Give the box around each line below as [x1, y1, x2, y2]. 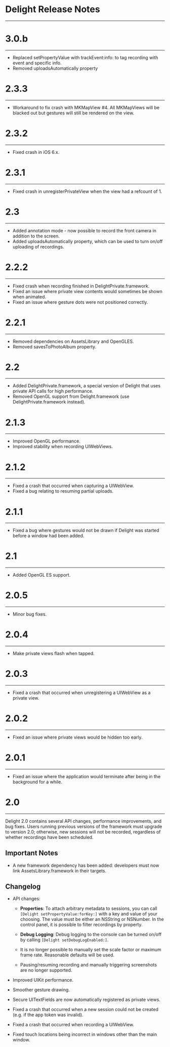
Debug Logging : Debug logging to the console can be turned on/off [20, 932, 162, 938]
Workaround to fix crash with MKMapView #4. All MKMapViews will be [12, 104, 160, 110]
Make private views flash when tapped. [12, 651, 95, 657]
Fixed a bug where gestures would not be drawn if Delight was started [12, 528, 159, 534]
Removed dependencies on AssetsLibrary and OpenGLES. [12, 338, 134, 344]
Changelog [5, 882, 41, 891]
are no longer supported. [20, 967, 72, 973]
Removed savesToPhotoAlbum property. [12, 343, 97, 350]
